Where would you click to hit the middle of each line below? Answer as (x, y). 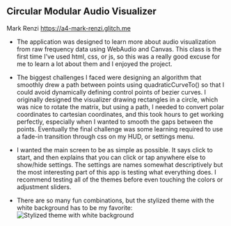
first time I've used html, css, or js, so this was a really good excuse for (118, 56)
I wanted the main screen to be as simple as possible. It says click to (114, 150)
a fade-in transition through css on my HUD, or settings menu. (106, 136)
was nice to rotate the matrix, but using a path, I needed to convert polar (120, 106)
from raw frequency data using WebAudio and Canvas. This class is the (119, 49)
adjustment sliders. (44, 186)
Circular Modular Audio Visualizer (82, 11)
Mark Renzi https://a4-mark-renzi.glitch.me (69, 28)
